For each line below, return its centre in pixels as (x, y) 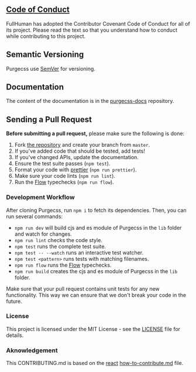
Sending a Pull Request (49, 119)
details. (15, 335)
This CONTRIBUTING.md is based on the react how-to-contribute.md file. (95, 363)
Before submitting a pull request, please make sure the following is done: (95, 133)
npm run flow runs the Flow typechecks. (63, 265)
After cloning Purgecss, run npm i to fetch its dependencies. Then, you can (97, 210)
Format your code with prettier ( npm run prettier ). (75, 170)
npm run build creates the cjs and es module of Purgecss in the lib (96, 271)
